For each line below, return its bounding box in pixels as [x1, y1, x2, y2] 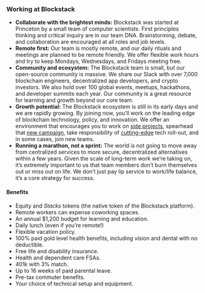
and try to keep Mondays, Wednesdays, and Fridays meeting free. [15, 57, 182, 65]
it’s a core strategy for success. [15, 175, 95, 182]
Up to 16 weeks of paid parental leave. [15, 267, 112, 274]
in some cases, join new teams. [15, 136, 95, 143]
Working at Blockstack [6, 5, 75, 13]
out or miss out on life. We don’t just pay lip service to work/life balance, [15, 168, 198, 175]
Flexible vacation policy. [15, 228, 76, 235]
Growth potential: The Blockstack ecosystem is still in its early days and [15, 103, 198, 110]
